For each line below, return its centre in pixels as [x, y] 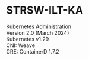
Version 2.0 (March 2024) [38, 32]
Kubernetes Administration [39, 26]
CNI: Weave [21, 45]
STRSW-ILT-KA [45, 10]
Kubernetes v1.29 [28, 39]
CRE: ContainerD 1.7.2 [33, 51]
